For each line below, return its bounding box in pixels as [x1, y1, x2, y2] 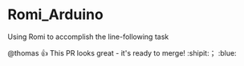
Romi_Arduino [7, 6, 104, 24]
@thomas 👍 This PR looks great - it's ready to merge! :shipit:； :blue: [7, 48, 238, 57]
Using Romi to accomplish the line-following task [7, 32, 169, 41]
